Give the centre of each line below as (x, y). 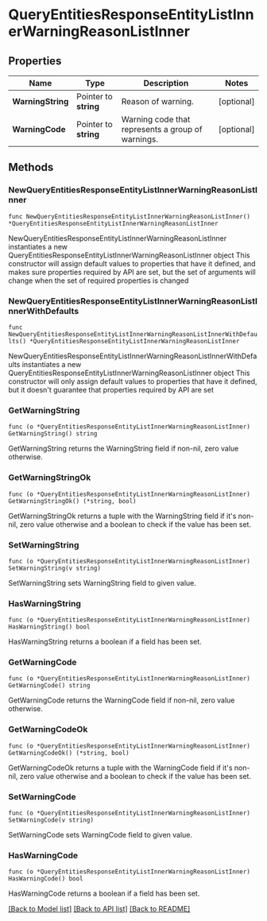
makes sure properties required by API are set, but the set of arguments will (132, 272)
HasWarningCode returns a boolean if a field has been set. (104, 894)
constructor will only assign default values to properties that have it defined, (133, 381)
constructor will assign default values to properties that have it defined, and (132, 263)
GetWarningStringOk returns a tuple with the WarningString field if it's (122, 516)
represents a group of (162, 129)
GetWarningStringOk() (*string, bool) (72, 501)
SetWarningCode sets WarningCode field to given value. (101, 835)
